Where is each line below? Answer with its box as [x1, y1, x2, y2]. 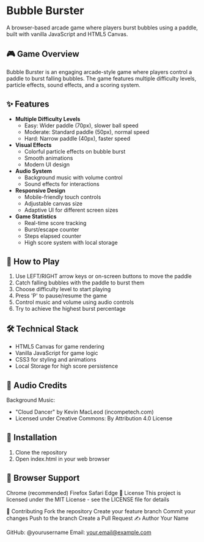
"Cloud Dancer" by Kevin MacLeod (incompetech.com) [15, 408, 154, 415]
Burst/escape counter [24, 226, 79, 233]
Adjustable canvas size [24, 199, 82, 207]
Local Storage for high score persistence [15, 362, 118, 370]
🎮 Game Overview [6, 49, 79, 59]
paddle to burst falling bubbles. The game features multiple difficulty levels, [6, 75, 197, 82]
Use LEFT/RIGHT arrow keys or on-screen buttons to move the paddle [15, 273, 192, 280]
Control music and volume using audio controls [15, 299, 134, 306]
